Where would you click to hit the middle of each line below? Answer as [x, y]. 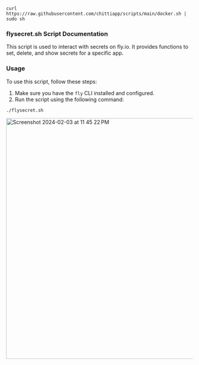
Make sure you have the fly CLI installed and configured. [85, 93]
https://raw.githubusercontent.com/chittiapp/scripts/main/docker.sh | [96, 14]
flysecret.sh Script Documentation [57, 34]
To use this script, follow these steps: [52, 81]
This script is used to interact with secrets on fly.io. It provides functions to [97, 47]
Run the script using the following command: [69, 99]
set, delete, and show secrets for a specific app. [65, 53]
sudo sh [16, 19]
